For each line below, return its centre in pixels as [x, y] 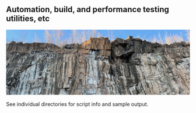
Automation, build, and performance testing [87, 10]
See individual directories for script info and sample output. [77, 104]
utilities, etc [28, 19]
